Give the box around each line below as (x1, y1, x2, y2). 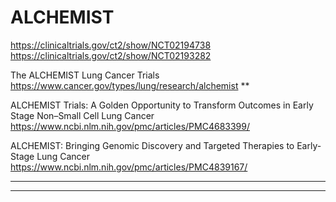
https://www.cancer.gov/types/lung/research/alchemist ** (10, 79, 250, 91)
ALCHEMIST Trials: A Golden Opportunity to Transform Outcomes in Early (10, 99, 314, 111)
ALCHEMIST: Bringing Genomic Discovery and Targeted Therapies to (10, 139, 295, 151)
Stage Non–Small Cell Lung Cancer (10, 109, 155, 121)
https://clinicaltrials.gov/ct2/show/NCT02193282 (10, 49, 212, 61)
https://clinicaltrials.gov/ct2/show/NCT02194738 (10, 39, 212, 51)
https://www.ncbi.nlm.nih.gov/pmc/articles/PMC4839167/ (10, 161, 248, 173)
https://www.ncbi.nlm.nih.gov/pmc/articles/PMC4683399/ (10, 120, 251, 132)
